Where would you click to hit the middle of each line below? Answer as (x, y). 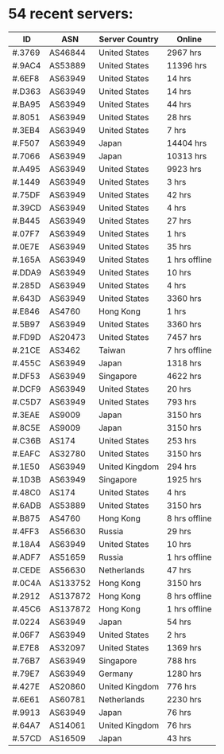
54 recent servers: (71, 14)
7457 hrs (184, 337)
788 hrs (182, 660)
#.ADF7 (27, 557)
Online (189, 39)
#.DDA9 (27, 272)
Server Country (129, 39)
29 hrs (179, 531)
